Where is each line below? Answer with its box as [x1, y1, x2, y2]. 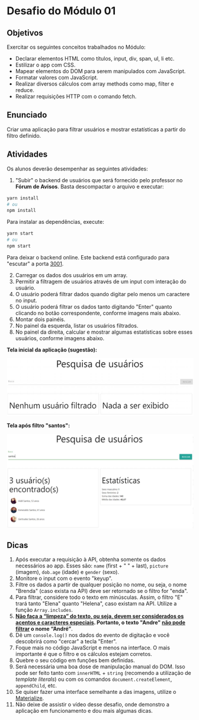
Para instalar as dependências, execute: [7, 218, 104, 226]
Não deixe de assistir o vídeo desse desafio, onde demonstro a [15, 701, 169, 708]
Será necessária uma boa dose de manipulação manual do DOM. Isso [15, 663, 185, 670]
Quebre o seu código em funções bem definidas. [15, 657, 135, 664]
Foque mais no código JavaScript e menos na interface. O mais [15, 644, 171, 651]
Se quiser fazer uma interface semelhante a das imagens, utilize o [15, 689, 176, 696]
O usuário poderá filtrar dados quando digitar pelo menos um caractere [15, 290, 190, 297]
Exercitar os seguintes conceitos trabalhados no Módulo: [7, 43, 146, 50]
